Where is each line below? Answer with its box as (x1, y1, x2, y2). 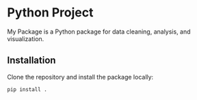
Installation (7, 55, 56, 66)
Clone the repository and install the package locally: (7, 73, 154, 81)
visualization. (7, 34, 44, 42)
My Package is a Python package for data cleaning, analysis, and (7, 27, 191, 36)
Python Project (7, 5, 94, 21)
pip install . (7, 86, 48, 93)
